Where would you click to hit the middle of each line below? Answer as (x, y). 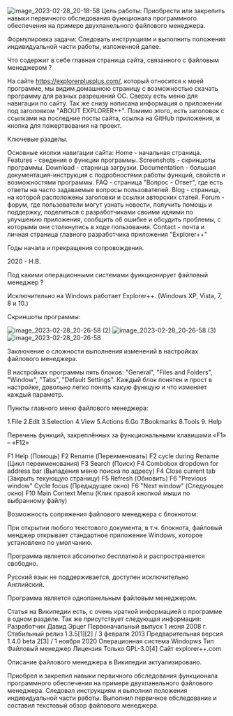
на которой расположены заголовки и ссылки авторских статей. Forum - (116, 197)
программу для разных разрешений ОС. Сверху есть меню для (103, 96)
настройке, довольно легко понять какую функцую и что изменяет (107, 387)
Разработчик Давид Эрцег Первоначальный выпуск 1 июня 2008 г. (107, 626)
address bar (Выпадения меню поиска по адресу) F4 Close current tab (112, 471)
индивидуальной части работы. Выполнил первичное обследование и (112, 698)
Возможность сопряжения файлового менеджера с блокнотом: (103, 514)
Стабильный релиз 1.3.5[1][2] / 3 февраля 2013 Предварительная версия (115, 634)
